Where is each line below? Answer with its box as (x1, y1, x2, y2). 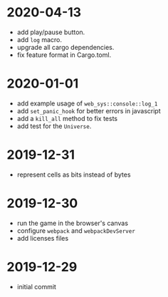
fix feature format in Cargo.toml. (16, 51, 112, 59)
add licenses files (16, 234, 69, 242)
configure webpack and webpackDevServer (16, 226, 136, 235)
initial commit (16, 282, 56, 291)
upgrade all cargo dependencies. (16, 43, 115, 51)
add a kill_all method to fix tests (16, 114, 118, 123)
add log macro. (16, 35, 62, 43)
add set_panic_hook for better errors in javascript (16, 106, 161, 115)
